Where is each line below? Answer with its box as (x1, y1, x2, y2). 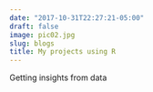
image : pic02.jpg (9, 30, 76, 39)
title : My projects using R (9, 47, 117, 56)
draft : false (9, 22, 59, 31)
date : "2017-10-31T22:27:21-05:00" (9, 13, 145, 23)
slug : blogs (9, 38, 55, 48)
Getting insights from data (9, 72, 107, 83)
